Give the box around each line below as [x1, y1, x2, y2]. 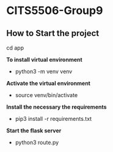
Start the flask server [6, 127, 62, 134]
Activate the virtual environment [6, 80, 90, 87]
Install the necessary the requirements [6, 103, 107, 110]
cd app [6, 44, 24, 51]
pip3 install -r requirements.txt [15, 115, 92, 122]
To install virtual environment [6, 56, 82, 63]
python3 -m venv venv [15, 68, 73, 75]
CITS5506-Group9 [6, 4, 103, 18]
